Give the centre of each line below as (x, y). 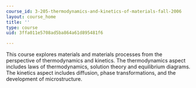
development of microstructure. (44, 79)
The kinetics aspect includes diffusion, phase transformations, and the (91, 73)
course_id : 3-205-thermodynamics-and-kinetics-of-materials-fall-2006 (94, 11)
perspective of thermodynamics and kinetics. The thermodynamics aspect (96, 61)
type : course (22, 27)
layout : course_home (31, 17)
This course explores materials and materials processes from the (84, 54)
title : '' (18, 22)
